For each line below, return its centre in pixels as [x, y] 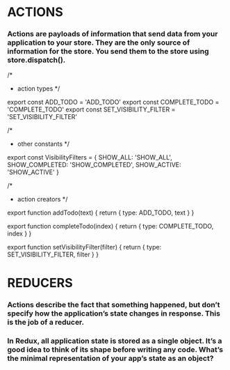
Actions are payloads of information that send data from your [113, 34]
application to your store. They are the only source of [99, 43]
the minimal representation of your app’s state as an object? [110, 358]
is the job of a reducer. [46, 322]
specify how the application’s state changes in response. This [114, 313]
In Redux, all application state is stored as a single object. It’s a [115, 341]
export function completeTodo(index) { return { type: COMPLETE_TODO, [110, 226]
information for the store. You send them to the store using [108, 52]
